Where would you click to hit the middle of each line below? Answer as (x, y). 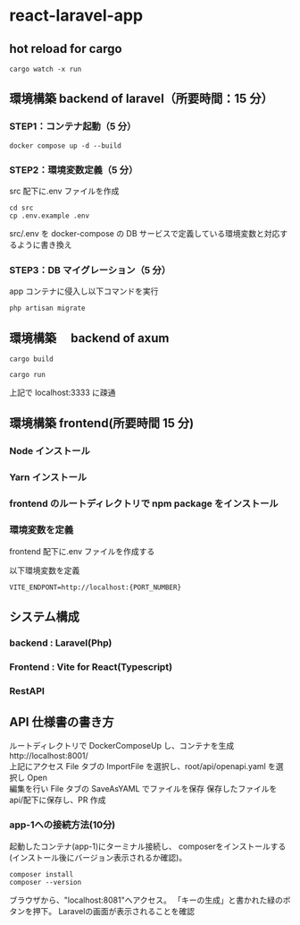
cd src (21, 208)
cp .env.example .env (50, 216)
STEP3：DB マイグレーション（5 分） (90, 270)
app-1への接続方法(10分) (62, 825)
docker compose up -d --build (66, 146)
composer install (42, 874)
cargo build (31, 359)
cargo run (28, 375)
